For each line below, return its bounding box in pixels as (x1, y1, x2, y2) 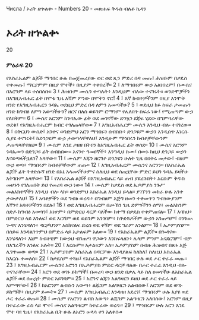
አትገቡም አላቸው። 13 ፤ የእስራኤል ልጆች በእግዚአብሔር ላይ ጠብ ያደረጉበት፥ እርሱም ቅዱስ (6, 175, 185, 182)
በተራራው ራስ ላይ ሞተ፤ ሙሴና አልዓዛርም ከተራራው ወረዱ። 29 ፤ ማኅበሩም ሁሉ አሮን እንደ (6, 302, 185, 309)
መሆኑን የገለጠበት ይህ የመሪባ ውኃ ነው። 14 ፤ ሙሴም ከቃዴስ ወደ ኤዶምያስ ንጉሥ (6, 181, 165, 189)
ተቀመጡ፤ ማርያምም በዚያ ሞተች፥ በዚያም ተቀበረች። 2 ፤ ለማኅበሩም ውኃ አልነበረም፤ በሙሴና (6, 81, 192, 88)
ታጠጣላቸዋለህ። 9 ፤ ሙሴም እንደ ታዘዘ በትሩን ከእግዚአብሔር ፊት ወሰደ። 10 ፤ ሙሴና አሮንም (6, 141, 187, 148)
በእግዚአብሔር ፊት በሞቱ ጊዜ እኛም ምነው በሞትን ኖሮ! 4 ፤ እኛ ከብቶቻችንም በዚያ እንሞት (6, 94, 185, 102)
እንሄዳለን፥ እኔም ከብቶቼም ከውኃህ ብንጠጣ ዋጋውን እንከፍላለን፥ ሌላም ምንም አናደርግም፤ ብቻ (6, 235, 192, 242)
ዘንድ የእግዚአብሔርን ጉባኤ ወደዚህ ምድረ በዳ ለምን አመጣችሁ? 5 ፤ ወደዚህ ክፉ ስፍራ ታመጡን (6, 101, 191, 109)
